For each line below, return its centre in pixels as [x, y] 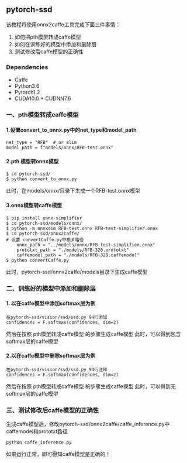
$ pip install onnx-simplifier [44, 218]
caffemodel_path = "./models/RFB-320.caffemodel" [78, 255]
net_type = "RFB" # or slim [41, 143]
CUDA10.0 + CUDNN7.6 [43, 98]
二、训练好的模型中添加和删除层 [51, 288]
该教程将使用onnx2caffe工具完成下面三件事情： [63, 24]
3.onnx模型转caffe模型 [34, 205]
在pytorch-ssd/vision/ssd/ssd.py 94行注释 [57, 369]
